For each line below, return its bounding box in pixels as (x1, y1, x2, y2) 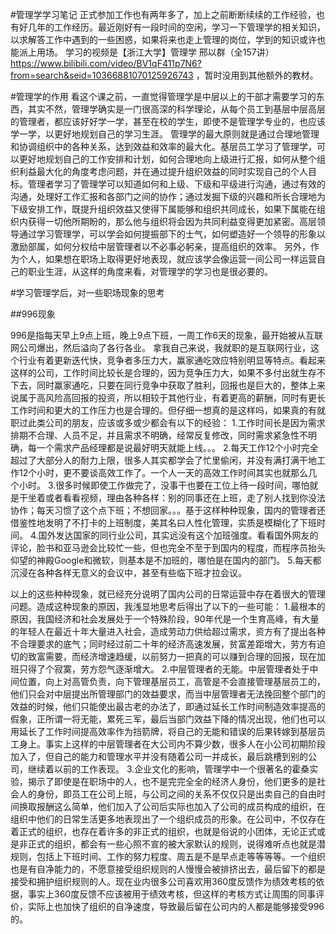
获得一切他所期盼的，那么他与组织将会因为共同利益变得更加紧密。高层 (27, 216, 317, 227)
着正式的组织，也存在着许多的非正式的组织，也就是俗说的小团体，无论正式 (10, 826, 317, 837)
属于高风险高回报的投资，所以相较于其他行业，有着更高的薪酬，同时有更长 (18, 392, 326, 403)
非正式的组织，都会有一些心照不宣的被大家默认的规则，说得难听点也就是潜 (18, 838, 326, 850)
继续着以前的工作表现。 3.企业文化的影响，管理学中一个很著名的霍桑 (27, 763, 310, 775)
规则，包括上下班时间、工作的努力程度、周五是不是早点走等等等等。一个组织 (10, 851, 326, 862)
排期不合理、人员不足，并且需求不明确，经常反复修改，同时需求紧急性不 (10, 429, 308, 441)
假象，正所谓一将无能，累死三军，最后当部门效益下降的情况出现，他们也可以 (10, 713, 326, 725)
